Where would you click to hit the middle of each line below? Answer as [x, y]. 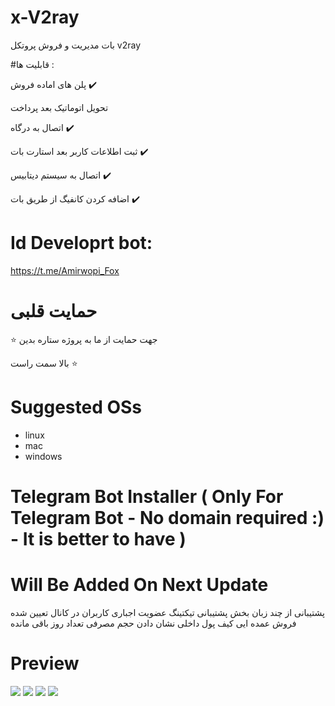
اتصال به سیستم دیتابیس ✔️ [61, 175]
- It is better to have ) [98, 538]
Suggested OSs [76, 407]
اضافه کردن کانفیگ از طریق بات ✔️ [75, 198]
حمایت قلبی [54, 311]
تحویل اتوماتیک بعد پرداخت [59, 107]
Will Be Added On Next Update [139, 585]
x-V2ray [45, 17]
